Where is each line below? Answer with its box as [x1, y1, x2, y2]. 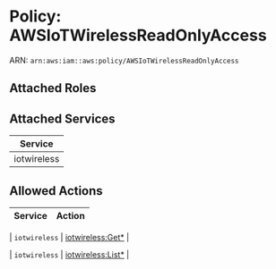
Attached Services [9, 111, 116, 126]
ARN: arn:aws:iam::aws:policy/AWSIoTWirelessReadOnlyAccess [9, 55, 239, 65]
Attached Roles [9, 80, 97, 96]
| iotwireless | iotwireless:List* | [9, 248, 130, 260]
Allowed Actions [9, 183, 103, 198]
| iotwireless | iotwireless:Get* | [9, 231, 130, 242]
